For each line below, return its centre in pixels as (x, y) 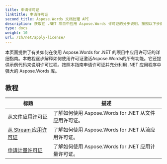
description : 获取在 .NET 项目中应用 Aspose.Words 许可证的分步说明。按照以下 (81, 24)
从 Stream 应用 (25, 130)
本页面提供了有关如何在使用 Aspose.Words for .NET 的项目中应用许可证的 (81, 52)
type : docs (16, 28)
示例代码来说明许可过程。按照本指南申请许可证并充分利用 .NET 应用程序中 (85, 65)
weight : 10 (16, 33)
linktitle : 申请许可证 (27, 14)
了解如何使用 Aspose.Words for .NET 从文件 (104, 113)
